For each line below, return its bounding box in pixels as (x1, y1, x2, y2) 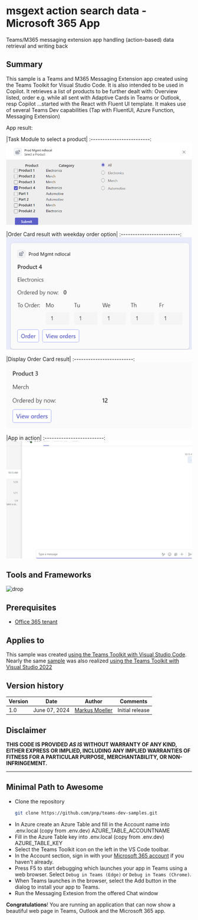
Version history (6, 681, 64, 691)
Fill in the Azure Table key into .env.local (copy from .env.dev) (14, 833, 164, 840)
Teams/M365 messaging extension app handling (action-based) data (6, 36, 174, 43)
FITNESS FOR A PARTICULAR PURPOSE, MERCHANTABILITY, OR (6, 753, 167, 760)
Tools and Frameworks (6, 570, 92, 580)
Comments (120, 698, 148, 705)
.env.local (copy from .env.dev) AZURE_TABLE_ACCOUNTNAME (14, 827, 170, 834)
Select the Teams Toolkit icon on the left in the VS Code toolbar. (14, 846, 170, 853)
